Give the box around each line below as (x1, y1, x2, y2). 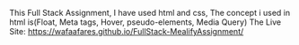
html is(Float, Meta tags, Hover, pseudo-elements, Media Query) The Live (9, 17, 281, 27)
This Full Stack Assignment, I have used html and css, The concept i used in (9, 8, 291, 18)
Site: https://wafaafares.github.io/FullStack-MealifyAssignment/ (9, 26, 244, 36)
